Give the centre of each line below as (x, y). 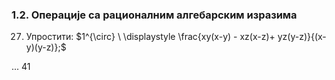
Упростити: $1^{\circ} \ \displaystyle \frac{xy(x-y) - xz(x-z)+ (150, 37)
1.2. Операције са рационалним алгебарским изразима (154, 15)
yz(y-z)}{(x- (302, 37)
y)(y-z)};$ (46, 47)
